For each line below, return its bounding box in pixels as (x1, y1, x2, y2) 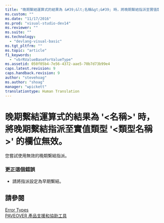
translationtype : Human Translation (5, 89, 80, 94)
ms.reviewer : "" (5, 25, 38, 30)
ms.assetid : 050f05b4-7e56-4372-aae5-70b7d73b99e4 (5, 61, 110, 66)
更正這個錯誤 (5, 166, 36, 173)
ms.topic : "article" (5, 48, 47, 53)
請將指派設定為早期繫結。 (12, 178, 64, 184)
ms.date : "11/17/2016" (5, 16, 51, 21)
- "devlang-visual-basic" (9, 39, 62, 44)
